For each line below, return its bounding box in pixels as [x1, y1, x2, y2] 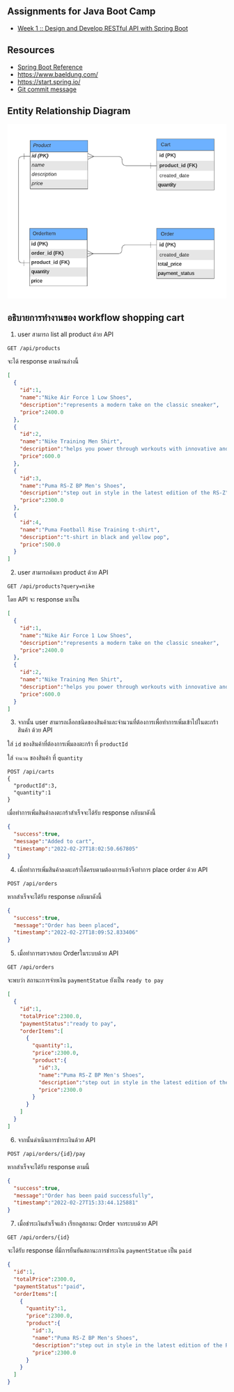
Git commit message [17, 85, 77, 93]
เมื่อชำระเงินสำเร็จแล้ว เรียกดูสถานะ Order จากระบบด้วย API [17, 1219, 158, 1228]
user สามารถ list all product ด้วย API [17, 330, 114, 338]
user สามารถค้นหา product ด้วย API [17, 568, 109, 577]
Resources [7, 45, 55, 56]
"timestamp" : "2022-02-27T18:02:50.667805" [13, 845, 139, 852]
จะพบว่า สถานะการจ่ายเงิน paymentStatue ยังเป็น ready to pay [7, 976, 164, 985]
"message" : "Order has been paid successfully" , [13, 1192, 155, 1199]
